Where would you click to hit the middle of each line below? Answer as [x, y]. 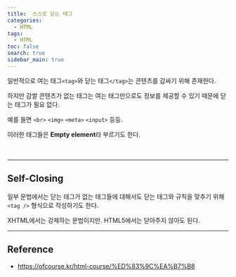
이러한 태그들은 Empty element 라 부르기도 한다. [74, 134]
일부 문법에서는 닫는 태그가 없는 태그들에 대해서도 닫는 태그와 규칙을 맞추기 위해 [116, 196]
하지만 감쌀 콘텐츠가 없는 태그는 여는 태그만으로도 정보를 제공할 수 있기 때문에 [113, 95]
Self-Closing [35, 179]
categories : [25, 20]
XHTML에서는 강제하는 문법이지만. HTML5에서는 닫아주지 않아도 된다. [104, 220]
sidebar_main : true [36, 60]
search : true [26, 54]
